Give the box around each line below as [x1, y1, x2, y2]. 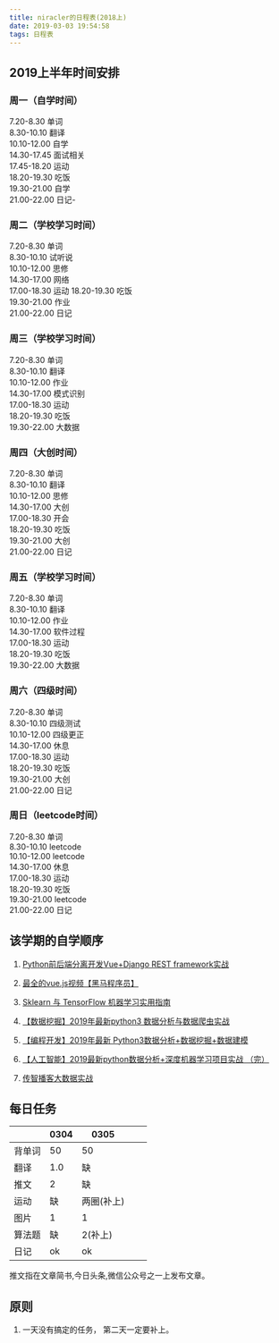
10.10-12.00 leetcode [9, 850, 85, 861]
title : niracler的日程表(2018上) [9, 13, 127, 22]
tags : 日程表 [9, 30, 54, 38]
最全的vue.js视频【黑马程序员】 [21, 977, 139, 988]
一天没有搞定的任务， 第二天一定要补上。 [21, 1324, 174, 1335]
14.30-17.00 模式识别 [9, 388, 85, 399]
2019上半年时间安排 [9, 64, 121, 80]
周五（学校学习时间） [9, 570, 101, 583]
